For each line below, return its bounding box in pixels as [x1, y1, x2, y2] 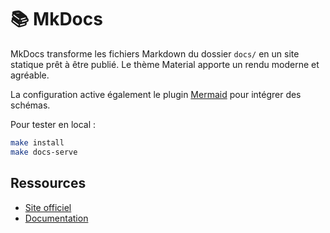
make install [10, 137, 65, 148]
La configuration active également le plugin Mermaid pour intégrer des [10, 88, 302, 100]
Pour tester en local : [10, 118, 97, 130]
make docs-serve [10, 147, 78, 157]
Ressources [10, 175, 87, 192]
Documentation [24, 212, 89, 224]
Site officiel [24, 201, 72, 213]
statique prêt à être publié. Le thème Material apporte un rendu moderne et [10, 58, 320, 70]
